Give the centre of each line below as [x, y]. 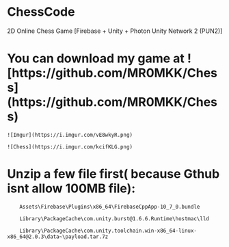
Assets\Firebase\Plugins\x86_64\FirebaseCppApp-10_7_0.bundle [110, 207]
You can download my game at [96, 58]
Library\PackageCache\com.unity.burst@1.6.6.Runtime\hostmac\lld [114, 219]
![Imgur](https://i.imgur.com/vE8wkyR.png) [70, 135]
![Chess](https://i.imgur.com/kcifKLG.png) [70, 147]
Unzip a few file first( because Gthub [113, 174]
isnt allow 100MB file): [71, 188]
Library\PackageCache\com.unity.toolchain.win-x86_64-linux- [108, 231]
